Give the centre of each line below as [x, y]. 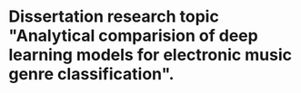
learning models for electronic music [150, 55]
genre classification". [91, 74]
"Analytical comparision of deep [133, 36]
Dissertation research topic [114, 17]
